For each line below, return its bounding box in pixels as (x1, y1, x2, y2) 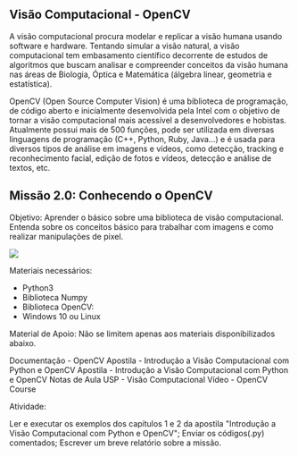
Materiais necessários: (9, 265, 93, 275)
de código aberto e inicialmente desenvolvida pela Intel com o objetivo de (9, 105, 281, 115)
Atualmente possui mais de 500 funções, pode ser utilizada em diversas (9, 124, 275, 135)
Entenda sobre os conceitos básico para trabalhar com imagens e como (9, 221, 274, 232)
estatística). (9, 78, 53, 89)
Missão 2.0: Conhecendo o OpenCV (9, 188, 213, 204)
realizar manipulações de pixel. (9, 231, 124, 241)
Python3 (21, 282, 54, 293)
